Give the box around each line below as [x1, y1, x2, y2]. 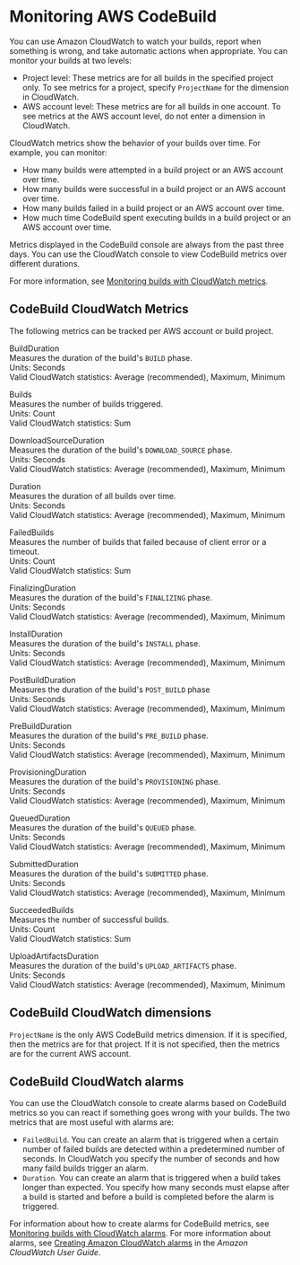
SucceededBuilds [9, 904, 74, 915]
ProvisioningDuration [9, 766, 87, 777]
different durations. [9, 258, 81, 268]
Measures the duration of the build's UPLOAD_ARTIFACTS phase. [9, 960, 237, 971]
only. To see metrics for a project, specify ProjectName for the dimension [21, 82, 289, 92]
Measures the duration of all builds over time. [9, 490, 176, 501]
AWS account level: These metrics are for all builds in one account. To [21, 101, 281, 111]
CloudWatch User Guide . [9, 1247, 101, 1258]
